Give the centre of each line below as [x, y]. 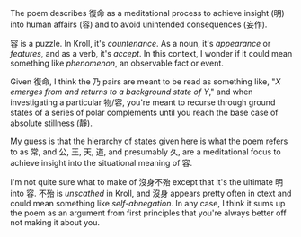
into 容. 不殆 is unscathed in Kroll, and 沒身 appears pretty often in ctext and [151, 193]
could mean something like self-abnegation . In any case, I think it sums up [148, 203]
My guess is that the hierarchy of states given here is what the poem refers [149, 141]
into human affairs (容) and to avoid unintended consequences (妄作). [139, 24]
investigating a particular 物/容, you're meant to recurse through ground [143, 102]
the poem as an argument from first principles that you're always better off [148, 213]
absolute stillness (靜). [51, 123]
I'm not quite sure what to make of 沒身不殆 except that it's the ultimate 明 [147, 182]
